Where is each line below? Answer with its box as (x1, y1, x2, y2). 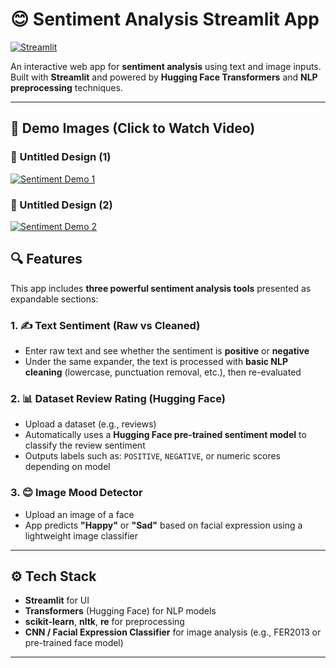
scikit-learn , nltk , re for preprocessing (24, 616, 185, 628)
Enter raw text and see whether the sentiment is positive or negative (24, 345, 310, 357)
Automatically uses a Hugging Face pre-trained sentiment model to (24, 429, 307, 441)
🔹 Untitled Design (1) (10, 150, 112, 164)
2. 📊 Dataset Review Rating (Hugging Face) (10, 391, 226, 405)
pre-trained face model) (24, 637, 124, 649)
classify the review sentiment (24, 439, 146, 452)
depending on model (24, 461, 111, 473)
